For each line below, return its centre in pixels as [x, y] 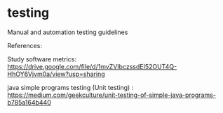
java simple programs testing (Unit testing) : [70, 87]
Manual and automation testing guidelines [68, 32]
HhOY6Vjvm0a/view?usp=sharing [56, 74]
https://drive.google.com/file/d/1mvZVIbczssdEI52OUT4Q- [92, 66]
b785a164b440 [29, 102]
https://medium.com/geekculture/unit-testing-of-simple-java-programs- [111, 95]
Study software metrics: [42, 59]
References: [25, 45]
